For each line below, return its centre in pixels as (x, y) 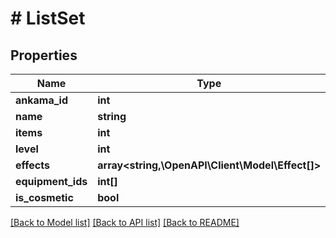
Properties (44, 55)
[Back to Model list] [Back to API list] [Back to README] (125, 222)
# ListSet (48, 18)
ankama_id (41, 100)
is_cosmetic (44, 197)
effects (32, 165)
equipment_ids (51, 181)
